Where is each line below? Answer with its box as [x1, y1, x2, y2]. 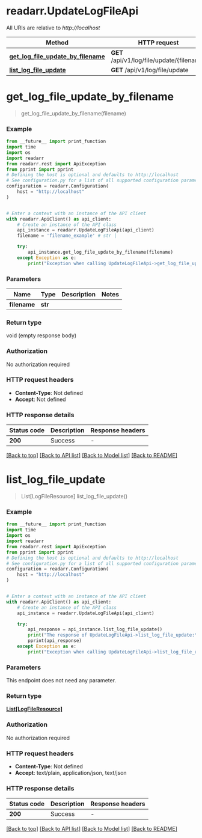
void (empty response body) [6, 332, 77, 339]
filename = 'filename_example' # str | [17, 233, 117, 239]
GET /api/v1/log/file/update [111, 66, 189, 74]
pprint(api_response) [28, 638, 82, 644]
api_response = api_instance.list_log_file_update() [28, 626, 163, 632]
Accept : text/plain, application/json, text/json [14, 769, 127, 776]
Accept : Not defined [14, 396, 66, 403]
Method [46, 38, 69, 46]
